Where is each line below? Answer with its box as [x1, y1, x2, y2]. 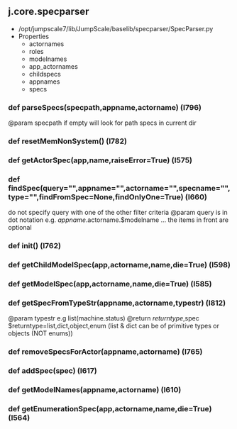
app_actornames [28, 62, 79, 70]
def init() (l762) [8, 241, 61, 251]
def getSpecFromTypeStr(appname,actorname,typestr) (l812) [8, 298, 226, 308]
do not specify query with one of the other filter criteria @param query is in [8, 208, 228, 217]
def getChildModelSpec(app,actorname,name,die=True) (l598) [8, 260, 231, 270]
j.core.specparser [8, 6, 89, 18]
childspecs [28, 69, 61, 78]
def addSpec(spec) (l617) [8, 366, 98, 376]
